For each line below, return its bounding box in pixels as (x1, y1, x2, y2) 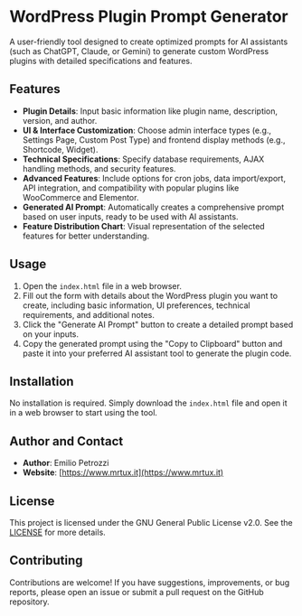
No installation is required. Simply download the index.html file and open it (9, 397, 288, 408)
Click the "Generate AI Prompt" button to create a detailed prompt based (22, 319, 294, 330)
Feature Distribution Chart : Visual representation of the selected (22, 220, 265, 231)
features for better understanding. (22, 230, 150, 241)
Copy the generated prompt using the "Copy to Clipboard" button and (22, 338, 283, 349)
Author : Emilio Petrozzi (22, 458, 109, 469)
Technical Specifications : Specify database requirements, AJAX (22, 154, 265, 164)
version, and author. (22, 115, 98, 126)
